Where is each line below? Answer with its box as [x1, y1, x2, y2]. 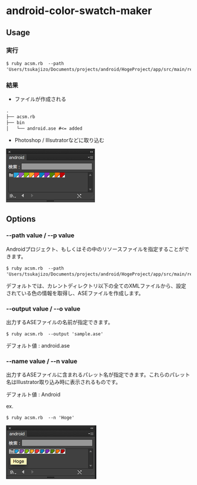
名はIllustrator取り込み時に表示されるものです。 [6, 379, 121, 386]
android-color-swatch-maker [6, 4, 152, 18]
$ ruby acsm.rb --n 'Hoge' [6, 415, 75, 421]
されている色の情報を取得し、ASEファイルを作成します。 [6, 289, 144, 297]
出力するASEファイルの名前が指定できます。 [6, 319, 113, 326]
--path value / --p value [6, 231, 74, 240]
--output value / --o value [6, 304, 81, 312]
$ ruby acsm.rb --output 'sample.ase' [6, 331, 104, 337]
